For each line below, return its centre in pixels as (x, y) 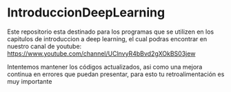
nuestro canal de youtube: (44, 46)
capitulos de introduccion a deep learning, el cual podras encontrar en (107, 38)
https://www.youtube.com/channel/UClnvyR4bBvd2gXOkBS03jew (101, 54)
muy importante (30, 81)
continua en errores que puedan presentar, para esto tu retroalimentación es (116, 74)
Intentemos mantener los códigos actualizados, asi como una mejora (105, 67)
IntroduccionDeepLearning (86, 13)
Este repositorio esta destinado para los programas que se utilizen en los (111, 32)
